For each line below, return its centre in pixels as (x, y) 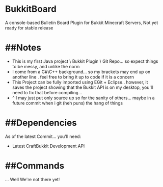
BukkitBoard (31, 9)
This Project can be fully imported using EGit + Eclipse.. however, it (80, 82)
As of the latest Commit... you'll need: (43, 136)
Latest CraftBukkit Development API (48, 146)
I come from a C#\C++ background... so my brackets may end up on (81, 72)
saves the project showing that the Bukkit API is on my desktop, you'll (82, 87)
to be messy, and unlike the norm (46, 66)
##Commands (35, 166)
